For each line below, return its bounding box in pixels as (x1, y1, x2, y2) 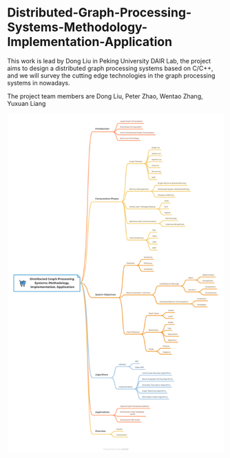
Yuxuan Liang (7, 99, 46, 107)
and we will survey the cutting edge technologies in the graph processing (7, 71, 216, 80)
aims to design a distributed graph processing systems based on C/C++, (7, 64, 213, 72)
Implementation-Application (7, 34, 173, 50)
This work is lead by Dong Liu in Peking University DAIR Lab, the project (7, 56, 211, 65)
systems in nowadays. (7, 78, 70, 87)
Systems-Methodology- (7, 19, 148, 35)
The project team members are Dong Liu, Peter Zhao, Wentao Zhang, (7, 91, 203, 100)
